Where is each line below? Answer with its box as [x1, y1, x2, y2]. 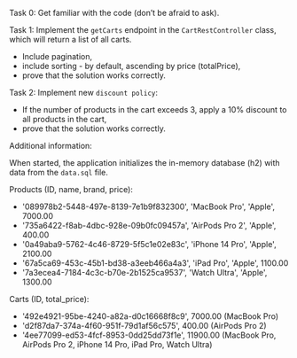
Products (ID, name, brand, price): [9, 184, 133, 194]
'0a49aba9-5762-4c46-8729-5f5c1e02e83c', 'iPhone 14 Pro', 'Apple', [21, 239, 277, 249]
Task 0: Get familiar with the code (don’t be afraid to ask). [9, 8, 220, 18]
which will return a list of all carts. [9, 35, 132, 44]
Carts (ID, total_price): [9, 294, 90, 304]
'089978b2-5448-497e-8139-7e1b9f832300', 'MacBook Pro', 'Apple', [21, 201, 276, 212]
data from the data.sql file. [9, 167, 109, 177]
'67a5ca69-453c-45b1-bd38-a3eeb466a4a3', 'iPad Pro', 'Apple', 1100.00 [21, 258, 289, 268]
